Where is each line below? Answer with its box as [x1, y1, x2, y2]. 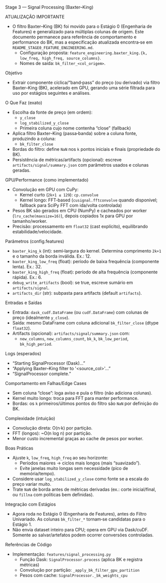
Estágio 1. [12, 521, 32, 527]
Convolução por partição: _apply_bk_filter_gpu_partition [19, 567, 140, 573]
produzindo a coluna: [12, 136, 56, 141]
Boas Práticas [5, 445, 34, 451]
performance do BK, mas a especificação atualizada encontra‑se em [12, 39, 153, 45]
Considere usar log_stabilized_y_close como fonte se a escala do [12, 476, 149, 482]
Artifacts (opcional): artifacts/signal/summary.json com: [12, 330, 130, 336]
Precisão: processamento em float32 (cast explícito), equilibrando [12, 223, 148, 229]
